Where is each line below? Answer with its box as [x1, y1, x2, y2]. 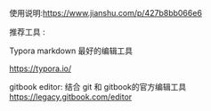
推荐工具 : [9, 27, 45, 37]
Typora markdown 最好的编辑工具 [9, 45, 134, 56]
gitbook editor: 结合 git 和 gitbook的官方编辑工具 [9, 82, 187, 91]
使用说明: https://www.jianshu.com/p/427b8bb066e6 [9, 8, 203, 18]
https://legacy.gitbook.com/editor [9, 91, 133, 102]
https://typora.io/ [9, 63, 72, 74]
